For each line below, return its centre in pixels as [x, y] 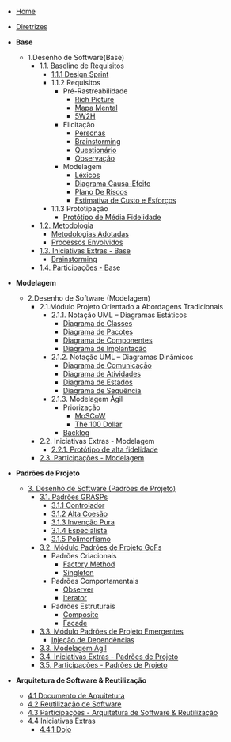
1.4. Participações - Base [80, 267]
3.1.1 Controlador [78, 505]
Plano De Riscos [101, 192]
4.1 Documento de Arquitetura [76, 696]
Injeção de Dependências [93, 640]
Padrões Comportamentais [95, 581]
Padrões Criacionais [84, 556]
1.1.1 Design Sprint [80, 74]
